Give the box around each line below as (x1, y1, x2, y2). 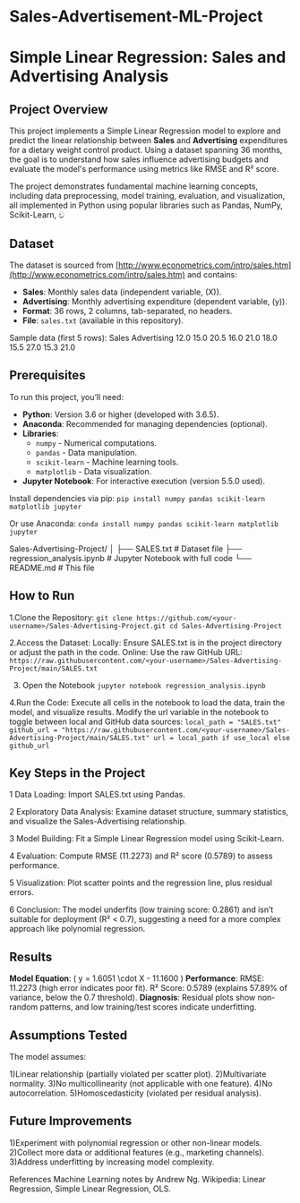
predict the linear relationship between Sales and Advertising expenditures (9, 135, 288, 146)
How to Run (9, 588, 75, 603)
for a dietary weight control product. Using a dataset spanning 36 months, (9, 145, 283, 156)
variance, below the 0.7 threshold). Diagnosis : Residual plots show (9, 992, 256, 1003)
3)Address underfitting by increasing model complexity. (9, 1156, 215, 1167)
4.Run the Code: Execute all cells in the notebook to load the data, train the (9, 696, 286, 708)
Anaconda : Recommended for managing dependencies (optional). (21, 418, 269, 429)
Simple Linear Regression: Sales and (9, 47, 287, 68)
